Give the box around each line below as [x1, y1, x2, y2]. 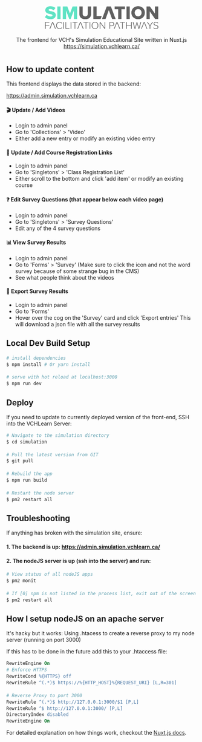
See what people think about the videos [15, 274, 114, 281]
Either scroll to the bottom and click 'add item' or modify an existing [15, 175, 184, 183]
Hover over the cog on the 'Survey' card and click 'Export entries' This [15, 314, 191, 321]
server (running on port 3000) [6, 636, 82, 644]
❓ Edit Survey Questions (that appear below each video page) [6, 195, 164, 203]
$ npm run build [6, 477, 47, 484]
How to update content [6, 64, 95, 75]
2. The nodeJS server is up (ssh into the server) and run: [6, 557, 151, 564]
